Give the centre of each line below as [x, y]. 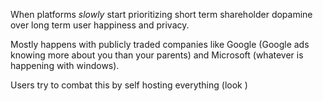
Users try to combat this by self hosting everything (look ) [129, 85]
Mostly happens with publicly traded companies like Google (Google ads [160, 44]
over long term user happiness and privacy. [100, 25]
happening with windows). [65, 65]
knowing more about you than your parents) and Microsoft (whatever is [157, 55]
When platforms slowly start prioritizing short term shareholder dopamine [161, 14]
